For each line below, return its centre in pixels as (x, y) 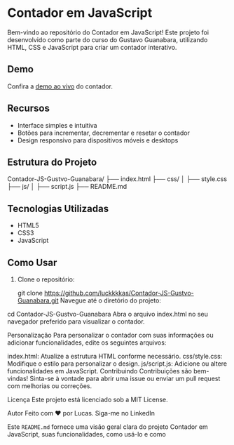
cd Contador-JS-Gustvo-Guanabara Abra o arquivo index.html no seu (108, 314)
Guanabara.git (38, 300)
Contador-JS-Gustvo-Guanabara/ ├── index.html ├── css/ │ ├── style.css (117, 179)
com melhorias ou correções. (50, 386)
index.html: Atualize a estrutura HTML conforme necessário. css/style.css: (115, 356)
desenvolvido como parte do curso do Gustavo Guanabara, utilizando (108, 39)
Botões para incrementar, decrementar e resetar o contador (104, 133)
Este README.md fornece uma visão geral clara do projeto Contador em (108, 427)
